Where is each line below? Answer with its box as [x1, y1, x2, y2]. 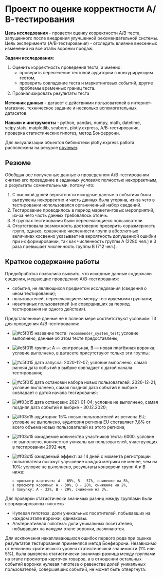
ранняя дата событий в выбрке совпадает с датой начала [12, 365, 133, 371]
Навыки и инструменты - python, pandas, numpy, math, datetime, [5, 120, 141, 125]
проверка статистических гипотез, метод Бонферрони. [5, 130, 120, 136]
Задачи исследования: [5, 55, 54, 61]
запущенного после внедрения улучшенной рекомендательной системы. [5, 35, 158, 41]
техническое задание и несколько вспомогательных [27, 105, 137, 111]
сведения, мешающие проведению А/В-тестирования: [5, 276, 119, 282]
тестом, [19, 75, 36, 81]
